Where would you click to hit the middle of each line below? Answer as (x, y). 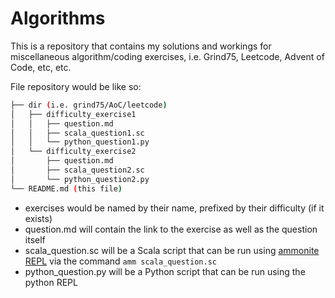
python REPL (51, 282)
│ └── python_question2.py (80, 179)
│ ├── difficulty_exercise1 (73, 114)
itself (35, 239)
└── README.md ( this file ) (66, 188)
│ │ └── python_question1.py (80, 142)
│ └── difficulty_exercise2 (73, 152)
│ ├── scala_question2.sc (77, 170)
